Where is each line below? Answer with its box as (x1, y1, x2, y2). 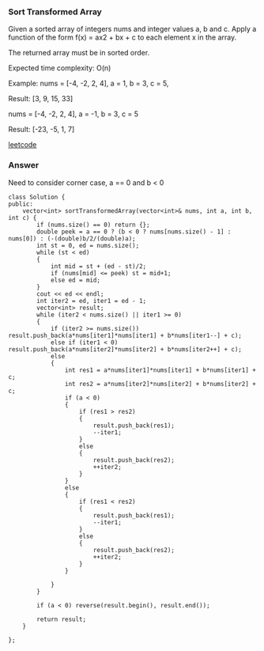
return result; (36, 615, 87, 623)
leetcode (8, 140, 37, 150)
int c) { (8, 214, 37, 221)
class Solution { (8, 193, 66, 201)
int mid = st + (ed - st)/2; (50, 262, 147, 271)
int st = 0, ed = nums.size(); (36, 241, 140, 249)
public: (8, 200, 34, 208)
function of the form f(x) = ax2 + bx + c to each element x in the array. (8, 32, 237, 42)
